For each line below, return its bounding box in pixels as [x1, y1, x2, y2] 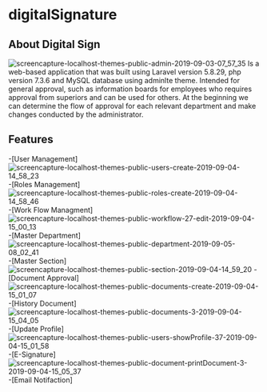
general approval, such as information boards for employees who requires [8, 84, 253, 94]
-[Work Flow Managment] [8, 205, 94, 214]
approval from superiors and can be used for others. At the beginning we [8, 93, 249, 102]
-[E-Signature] [8, 350, 56, 359]
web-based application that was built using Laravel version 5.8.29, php [8, 67, 241, 77]
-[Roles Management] [8, 179, 81, 189]
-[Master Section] [8, 256, 67, 266]
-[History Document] [8, 298, 78, 308]
